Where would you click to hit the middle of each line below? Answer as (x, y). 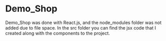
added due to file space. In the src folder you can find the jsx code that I (81, 27)
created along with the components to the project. (58, 33)
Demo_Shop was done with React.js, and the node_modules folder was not (84, 22)
